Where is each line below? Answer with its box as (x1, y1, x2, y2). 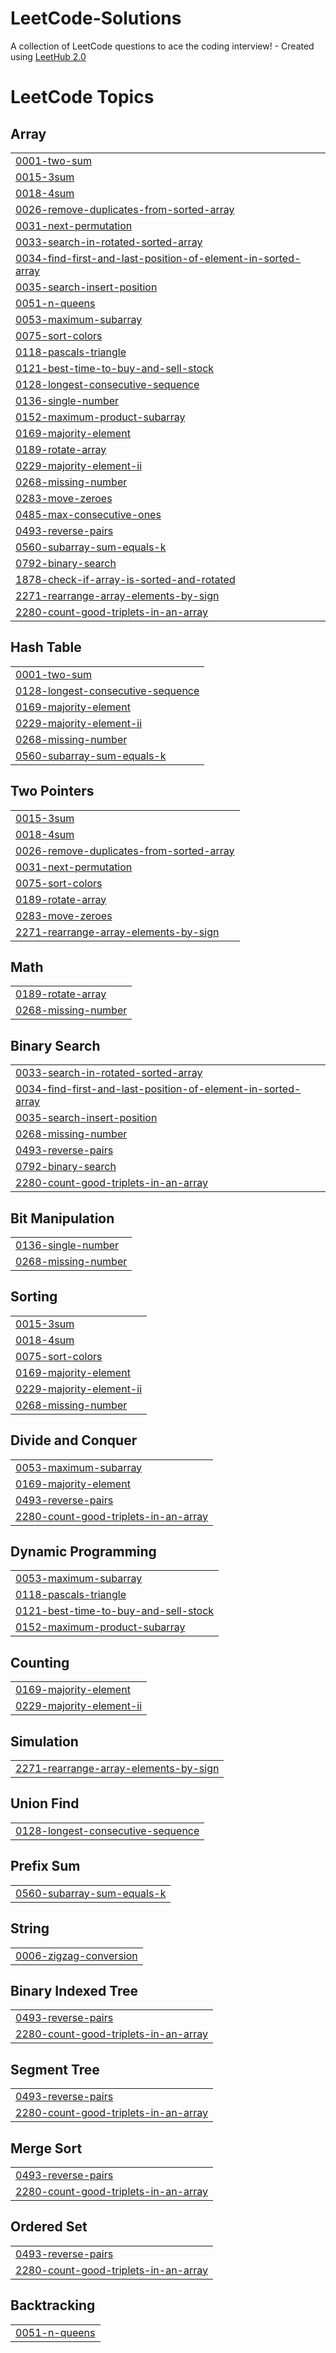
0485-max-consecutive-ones (15, 507, 162, 521)
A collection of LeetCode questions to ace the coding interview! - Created (10, 40, 315, 52)
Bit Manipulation (10, 1210, 115, 1227)
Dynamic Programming (10, 1543, 157, 1561)
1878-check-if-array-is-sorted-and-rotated (15, 572, 236, 586)
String (10, 1920, 50, 1937)
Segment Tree (10, 2061, 100, 2078)
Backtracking (10, 2297, 96, 2314)
